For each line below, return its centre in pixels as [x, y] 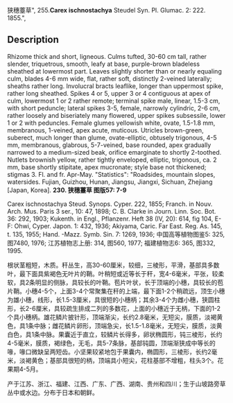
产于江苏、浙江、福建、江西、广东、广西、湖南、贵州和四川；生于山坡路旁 [113, 384]
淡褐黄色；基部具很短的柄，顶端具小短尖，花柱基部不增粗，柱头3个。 [118, 360]
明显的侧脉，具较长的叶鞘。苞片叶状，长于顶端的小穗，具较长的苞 [129, 282]
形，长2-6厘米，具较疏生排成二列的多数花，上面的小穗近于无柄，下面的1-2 [114, 308]
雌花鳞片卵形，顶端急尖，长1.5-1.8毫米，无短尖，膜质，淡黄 [137, 325]
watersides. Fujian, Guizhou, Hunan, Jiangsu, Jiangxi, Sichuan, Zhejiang [110, 182]
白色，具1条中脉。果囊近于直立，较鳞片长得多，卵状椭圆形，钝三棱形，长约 [115, 334]
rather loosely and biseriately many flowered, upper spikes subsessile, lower [116, 115]
